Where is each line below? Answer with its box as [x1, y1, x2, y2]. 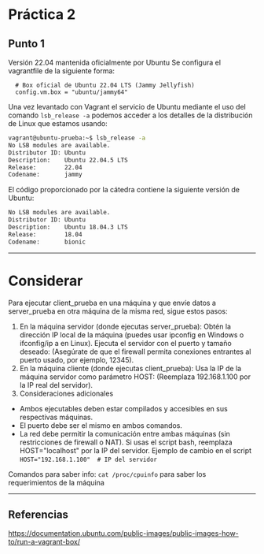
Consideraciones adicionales [19, 389, 114, 398]
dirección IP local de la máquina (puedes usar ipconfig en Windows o [19, 329, 244, 340]
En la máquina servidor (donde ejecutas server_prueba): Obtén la [19, 322, 232, 331]
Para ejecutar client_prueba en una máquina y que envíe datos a [8, 298, 216, 307]
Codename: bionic [8, 238, 86, 246]
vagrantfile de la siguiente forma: [8, 66, 115, 76]
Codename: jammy [8, 171, 82, 179]
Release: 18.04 [8, 230, 82, 238]
